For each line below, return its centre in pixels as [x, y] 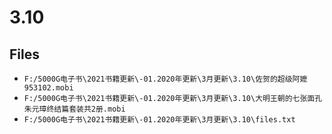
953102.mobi [48, 88]
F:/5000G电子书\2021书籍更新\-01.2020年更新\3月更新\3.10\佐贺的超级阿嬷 [165, 79]
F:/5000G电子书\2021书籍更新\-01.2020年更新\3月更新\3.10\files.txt [159, 120]
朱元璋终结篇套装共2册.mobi [74, 109]
